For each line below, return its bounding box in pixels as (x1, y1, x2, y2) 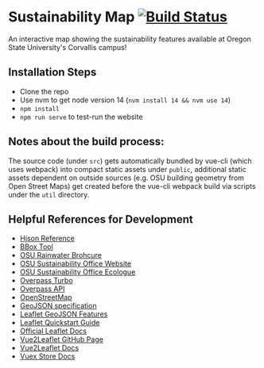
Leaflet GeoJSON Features (19, 309, 108, 319)
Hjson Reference (19, 234, 76, 243)
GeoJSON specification (19, 301, 97, 311)
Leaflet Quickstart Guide (19, 318, 100, 328)
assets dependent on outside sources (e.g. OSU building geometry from (8, 173, 245, 182)
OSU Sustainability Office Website (19, 259, 132, 269)
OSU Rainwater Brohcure (19, 251, 102, 260)
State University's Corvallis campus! (8, 42, 127, 52)
